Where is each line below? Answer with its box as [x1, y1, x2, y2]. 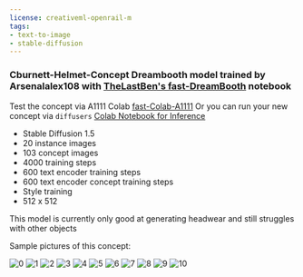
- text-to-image [9, 30, 71, 39]
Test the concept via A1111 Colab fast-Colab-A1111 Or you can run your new [9, 101, 288, 112]
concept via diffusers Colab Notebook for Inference [9, 110, 206, 121]
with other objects [9, 223, 77, 233]
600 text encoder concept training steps [22, 176, 174, 187]
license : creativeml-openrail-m [9, 13, 132, 23]
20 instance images [22, 137, 97, 148]
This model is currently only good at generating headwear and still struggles [9, 213, 295, 223]
